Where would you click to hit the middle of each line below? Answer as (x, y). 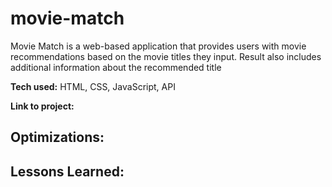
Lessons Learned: (67, 171)
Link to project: (42, 106)
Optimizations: (57, 137)
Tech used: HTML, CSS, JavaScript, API (93, 86)
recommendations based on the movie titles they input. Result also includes (166, 56)
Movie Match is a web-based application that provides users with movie (158, 46)
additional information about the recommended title (116, 67)
